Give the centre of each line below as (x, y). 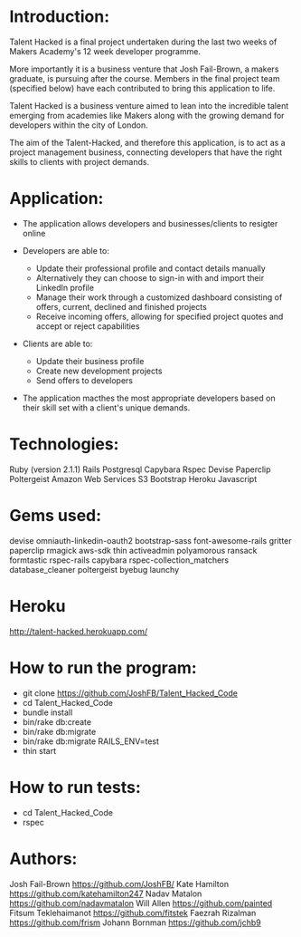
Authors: (43, 859)
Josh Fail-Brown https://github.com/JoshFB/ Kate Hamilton (119, 884)
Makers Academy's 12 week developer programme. (105, 51)
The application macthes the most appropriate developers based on (149, 398)
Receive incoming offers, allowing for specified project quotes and (160, 316)
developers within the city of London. (79, 125)
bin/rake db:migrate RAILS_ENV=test (91, 741)
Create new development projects (99, 371)
